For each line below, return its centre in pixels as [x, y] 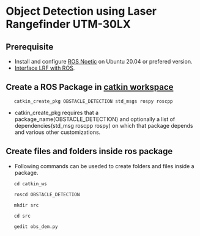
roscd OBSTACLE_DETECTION [47, 194]
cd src [22, 216]
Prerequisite [30, 47]
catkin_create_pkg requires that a [57, 112]
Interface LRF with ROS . [45, 68]
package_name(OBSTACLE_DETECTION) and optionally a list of [95, 119]
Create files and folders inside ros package [89, 151]
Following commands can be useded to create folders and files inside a [104, 166]
